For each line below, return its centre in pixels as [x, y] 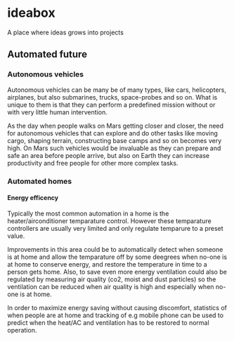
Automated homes [40, 181]
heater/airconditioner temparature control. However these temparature [110, 221]
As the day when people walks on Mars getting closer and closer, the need [115, 126]
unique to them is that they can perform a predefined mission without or [111, 105]
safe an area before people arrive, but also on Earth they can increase [108, 155]
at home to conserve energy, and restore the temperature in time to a [107, 264]
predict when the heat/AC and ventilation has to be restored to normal [108, 322]
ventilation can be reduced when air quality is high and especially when [111, 286]
